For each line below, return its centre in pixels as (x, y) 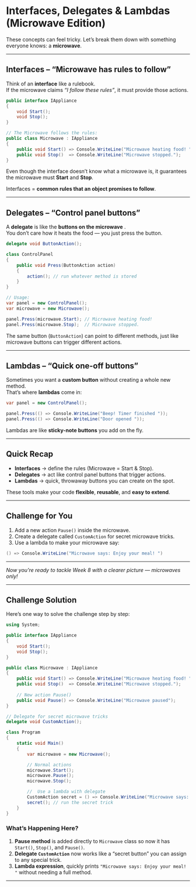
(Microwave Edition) (56, 23)
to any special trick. (38, 859)
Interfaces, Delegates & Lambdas (88, 11)
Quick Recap (30, 454)
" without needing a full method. (53, 872)
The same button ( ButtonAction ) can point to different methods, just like (92, 335)
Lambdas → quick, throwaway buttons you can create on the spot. (94, 481)
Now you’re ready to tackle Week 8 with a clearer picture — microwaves (93, 570)
